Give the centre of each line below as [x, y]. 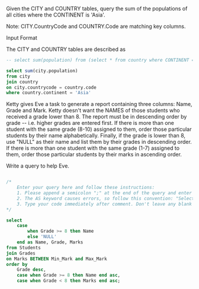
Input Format [22, 38]
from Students [24, 248]
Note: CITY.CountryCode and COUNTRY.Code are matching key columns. [96, 26]
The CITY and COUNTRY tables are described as [66, 49]
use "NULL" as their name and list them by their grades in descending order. [99, 142]
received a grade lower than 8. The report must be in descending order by [97, 117]
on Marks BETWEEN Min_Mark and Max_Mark [57, 259]
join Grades [21, 253]
